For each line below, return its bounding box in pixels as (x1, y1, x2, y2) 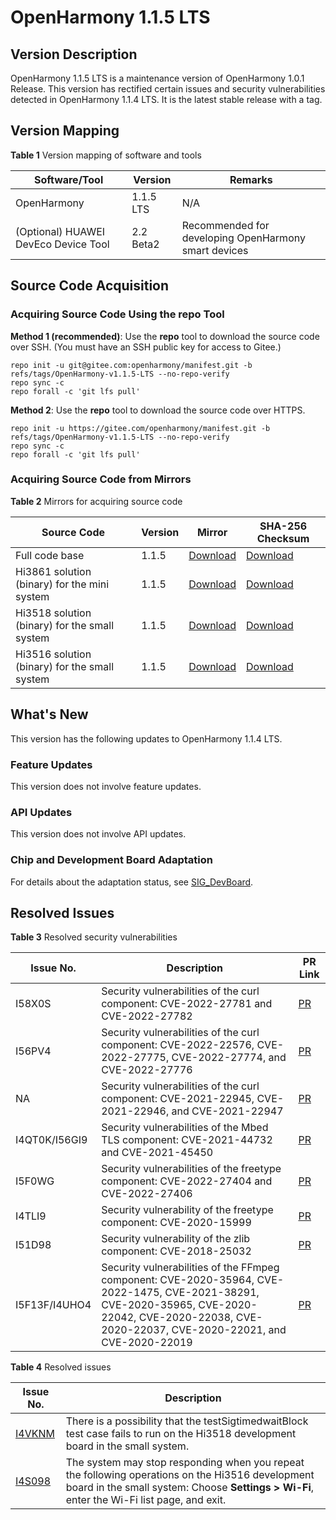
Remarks (229, 172, 273, 186)
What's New (10, 706, 89, 723)
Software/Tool (33, 172, 104, 186)
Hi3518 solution (15, 606, 92, 620)
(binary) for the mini (15, 577, 110, 591)
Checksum (256, 531, 310, 545)
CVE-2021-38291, (164, 1286, 260, 1300)
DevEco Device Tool (15, 237, 110, 251)
